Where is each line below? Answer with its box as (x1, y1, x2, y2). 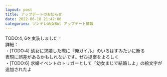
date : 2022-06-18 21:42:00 (5, 16, 62, 21)
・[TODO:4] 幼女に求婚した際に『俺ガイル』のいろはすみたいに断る (5, 48, 145, 54)
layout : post (5, 7, 33, 12)
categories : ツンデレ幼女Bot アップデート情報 (5, 21, 94, 26)
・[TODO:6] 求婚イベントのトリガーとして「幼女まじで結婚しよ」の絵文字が (5, 60, 162, 66)
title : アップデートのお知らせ (5, 12, 62, 17)
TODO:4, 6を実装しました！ (5, 35, 63, 41)
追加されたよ (5, 67, 32, 73)
